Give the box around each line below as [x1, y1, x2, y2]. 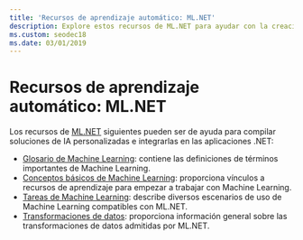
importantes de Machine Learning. [22, 163, 151, 174]
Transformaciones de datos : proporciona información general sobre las [22, 211, 288, 222]
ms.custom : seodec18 [9, 30, 87, 39]
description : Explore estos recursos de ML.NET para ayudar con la [9, 22, 269, 31]
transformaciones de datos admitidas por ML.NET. [22, 220, 210, 231]
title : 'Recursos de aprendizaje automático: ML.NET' [9, 13, 216, 23]
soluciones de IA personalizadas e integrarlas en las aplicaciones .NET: [9, 136, 274, 147]
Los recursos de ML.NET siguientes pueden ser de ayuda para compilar [9, 126, 277, 137]
